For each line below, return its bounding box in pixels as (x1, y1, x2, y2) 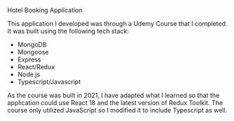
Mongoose (17, 48, 49, 56)
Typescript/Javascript (17, 78, 81, 86)
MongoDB (17, 41, 47, 48)
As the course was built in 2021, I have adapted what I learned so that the (7, 91, 220, 99)
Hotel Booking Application (7, 6, 83, 14)
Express (17, 55, 41, 64)
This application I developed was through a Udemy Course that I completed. (7, 20, 228, 27)
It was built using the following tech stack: (7, 27, 129, 35)
